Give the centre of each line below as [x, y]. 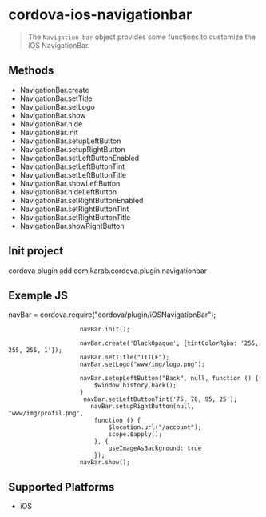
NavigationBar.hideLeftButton [68, 192]
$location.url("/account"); [155, 427]
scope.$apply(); [135, 435]
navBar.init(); [105, 330]
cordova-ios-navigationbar [100, 15]
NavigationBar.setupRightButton [72, 149]
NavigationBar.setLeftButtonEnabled [79, 158]
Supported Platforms [62, 487]
